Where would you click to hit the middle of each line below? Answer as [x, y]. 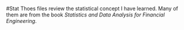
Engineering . [21, 21]
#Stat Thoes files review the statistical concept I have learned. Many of [92, 9]
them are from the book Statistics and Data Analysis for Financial [86, 15]
